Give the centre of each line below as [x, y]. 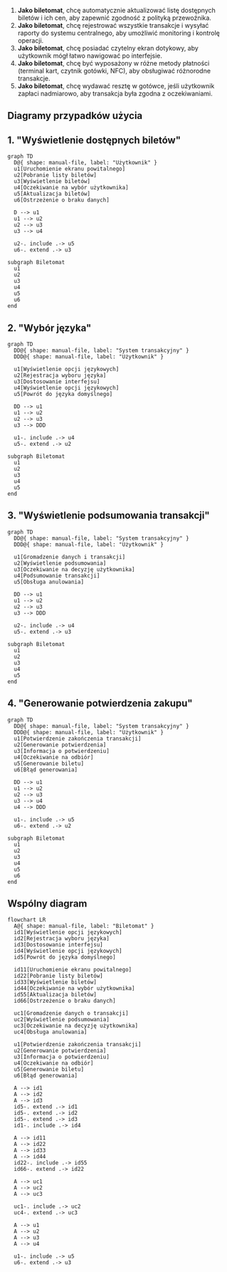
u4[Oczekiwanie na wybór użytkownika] [72, 188]
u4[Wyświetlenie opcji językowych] [67, 388]
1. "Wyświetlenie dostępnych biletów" [94, 140]
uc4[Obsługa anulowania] [51, 1032]
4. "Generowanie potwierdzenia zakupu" [100, 703]
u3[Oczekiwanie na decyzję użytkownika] [74, 569]
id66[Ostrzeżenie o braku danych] [65, 1001]
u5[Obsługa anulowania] [49, 582]
